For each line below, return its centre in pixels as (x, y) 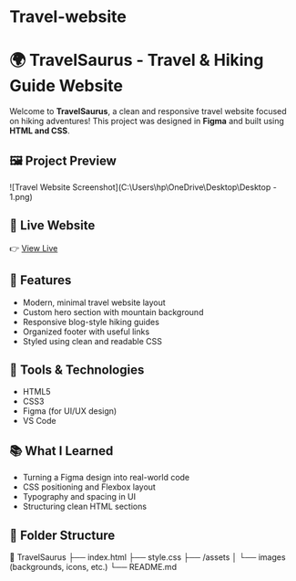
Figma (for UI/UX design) (70, 411)
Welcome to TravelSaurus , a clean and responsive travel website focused (148, 111)
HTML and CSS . (40, 131)
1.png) (21, 196)
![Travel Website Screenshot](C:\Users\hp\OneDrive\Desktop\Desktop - (143, 187)
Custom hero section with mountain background (113, 312)
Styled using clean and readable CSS (92, 341)
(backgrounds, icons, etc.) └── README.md (93, 567)
